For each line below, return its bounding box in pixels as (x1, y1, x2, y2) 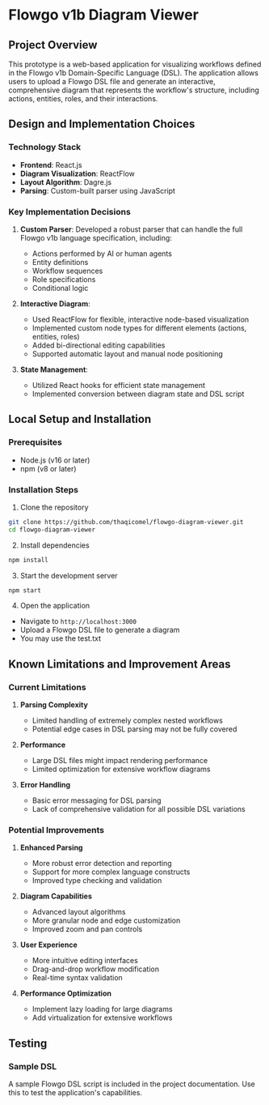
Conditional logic (32, 283, 89, 292)
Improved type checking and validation (32, 876, 162, 885)
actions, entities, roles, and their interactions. (8, 94, 158, 103)
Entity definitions (32, 257, 89, 267)
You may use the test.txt (19, 634, 101, 643)
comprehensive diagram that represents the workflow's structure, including (8, 85, 260, 95)
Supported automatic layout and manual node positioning (32, 348, 224, 358)
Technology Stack (8, 142, 82, 153)
